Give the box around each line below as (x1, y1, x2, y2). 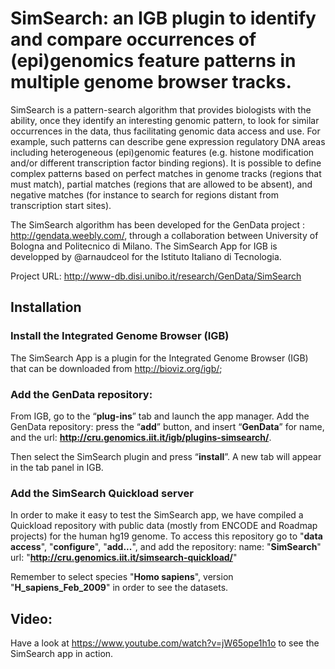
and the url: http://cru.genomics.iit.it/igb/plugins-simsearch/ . (10, 431, 272, 443)
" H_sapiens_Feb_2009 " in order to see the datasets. (10, 582, 229, 594)
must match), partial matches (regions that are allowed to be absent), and (10, 178, 313, 190)
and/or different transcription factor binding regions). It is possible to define (10, 157, 322, 169)
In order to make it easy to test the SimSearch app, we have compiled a (10, 509, 304, 521)
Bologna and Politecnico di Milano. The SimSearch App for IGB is (10, 240, 278, 252)
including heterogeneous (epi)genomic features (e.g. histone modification (10, 146, 315, 158)
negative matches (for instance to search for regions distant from (10, 188, 279, 201)
